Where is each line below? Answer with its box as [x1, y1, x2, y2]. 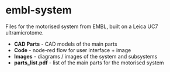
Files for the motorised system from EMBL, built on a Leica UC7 [5, 23, 158, 30]
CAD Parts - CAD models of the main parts [13, 40, 117, 47]
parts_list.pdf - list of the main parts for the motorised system [13, 59, 164, 66]
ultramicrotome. [5, 29, 44, 36]
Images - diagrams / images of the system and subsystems [13, 53, 158, 60]
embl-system [5, 4, 72, 17]
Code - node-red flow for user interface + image [13, 46, 131, 53]
